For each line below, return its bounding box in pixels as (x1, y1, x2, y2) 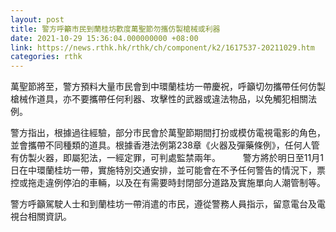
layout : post (10, 14, 65, 25)
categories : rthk (10, 52, 83, 62)
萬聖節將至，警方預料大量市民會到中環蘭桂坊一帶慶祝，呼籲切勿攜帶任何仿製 (10, 81, 326, 93)
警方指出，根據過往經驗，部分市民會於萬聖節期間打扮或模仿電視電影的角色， (10, 127, 326, 139)
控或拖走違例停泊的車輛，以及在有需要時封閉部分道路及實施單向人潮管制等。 (10, 177, 326, 189)
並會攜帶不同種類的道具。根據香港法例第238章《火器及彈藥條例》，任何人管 (10, 139, 320, 151)
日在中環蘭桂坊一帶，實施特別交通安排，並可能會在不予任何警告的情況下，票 (10, 164, 326, 176)
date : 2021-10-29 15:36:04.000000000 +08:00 (10, 33, 199, 43)
